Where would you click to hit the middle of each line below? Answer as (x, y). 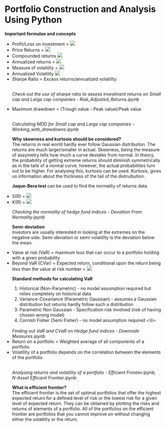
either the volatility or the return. (45, 419)
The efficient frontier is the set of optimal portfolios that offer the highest (86, 392)
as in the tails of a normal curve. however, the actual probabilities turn (83, 165)
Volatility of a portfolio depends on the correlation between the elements (86, 352)
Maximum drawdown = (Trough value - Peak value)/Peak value (77, 109)
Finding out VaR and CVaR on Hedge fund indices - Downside (76, 330)
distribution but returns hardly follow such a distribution (76, 304)
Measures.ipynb (28, 336)
